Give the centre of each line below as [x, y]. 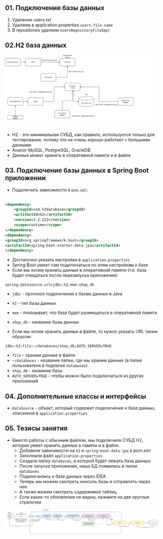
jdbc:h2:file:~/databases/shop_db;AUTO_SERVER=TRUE [58, 346]
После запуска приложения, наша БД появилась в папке [78, 466]
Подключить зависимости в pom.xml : [50, 190]
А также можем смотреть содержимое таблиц [68, 492]
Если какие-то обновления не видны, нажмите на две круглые [84, 497]
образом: [22, 337]
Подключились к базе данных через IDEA [63, 476]
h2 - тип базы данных [34, 303]
